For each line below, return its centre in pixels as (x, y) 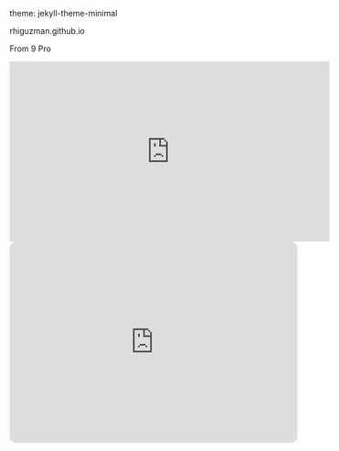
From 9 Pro (31, 48)
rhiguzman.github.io (47, 31)
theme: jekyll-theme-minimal (64, 13)
